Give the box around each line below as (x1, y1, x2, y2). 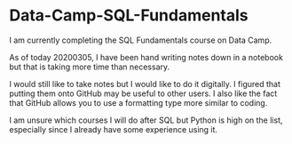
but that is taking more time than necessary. (9, 61, 170, 72)
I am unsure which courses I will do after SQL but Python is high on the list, (9, 115, 283, 125)
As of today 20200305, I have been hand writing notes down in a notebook (9, 52, 284, 62)
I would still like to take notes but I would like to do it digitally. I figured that (9, 78, 281, 89)
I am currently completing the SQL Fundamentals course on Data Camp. (9, 35, 272, 45)
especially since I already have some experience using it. (9, 124, 218, 134)
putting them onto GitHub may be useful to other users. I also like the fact (9, 88, 278, 99)
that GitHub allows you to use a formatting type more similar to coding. (9, 97, 268, 108)
